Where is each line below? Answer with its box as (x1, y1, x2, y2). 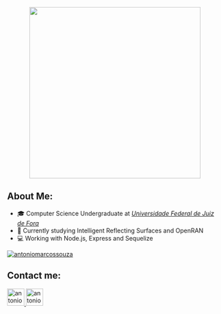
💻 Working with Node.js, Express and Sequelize (16, 234, 153, 242)
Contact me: (7, 270, 62, 282)
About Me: (7, 191, 53, 202)
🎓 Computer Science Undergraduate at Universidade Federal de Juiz (16, 209, 214, 217)
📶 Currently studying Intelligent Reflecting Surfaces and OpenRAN (16, 226, 204, 234)
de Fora (16, 219, 40, 227)
